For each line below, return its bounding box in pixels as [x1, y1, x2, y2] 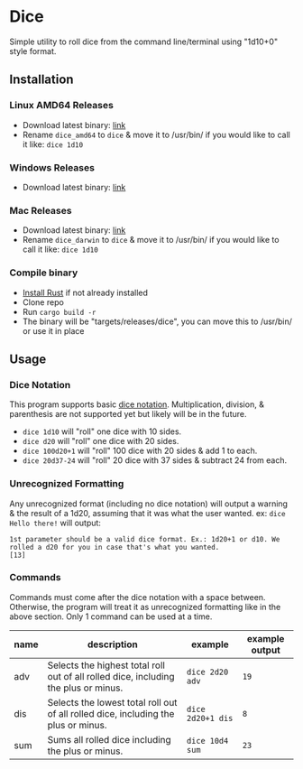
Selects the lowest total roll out [47, 696, 178, 709]
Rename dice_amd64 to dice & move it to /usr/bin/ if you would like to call [22, 129, 290, 140]
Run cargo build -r [22, 306, 96, 317]
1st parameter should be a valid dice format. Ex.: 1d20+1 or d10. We [9, 534, 280, 543]
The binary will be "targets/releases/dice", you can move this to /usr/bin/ [22, 316, 293, 327]
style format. [9, 45, 57, 56]
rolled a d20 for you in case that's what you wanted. [9, 542, 220, 551]
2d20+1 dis [186, 713, 234, 723]
